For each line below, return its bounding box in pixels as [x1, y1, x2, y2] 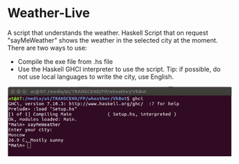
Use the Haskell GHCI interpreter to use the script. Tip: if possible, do [17, 65, 221, 73]
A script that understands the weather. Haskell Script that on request [7, 28, 208, 37]
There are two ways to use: [7, 43, 87, 52]
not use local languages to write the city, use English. [17, 72, 174, 81]
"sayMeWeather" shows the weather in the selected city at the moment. [7, 35, 218, 44]
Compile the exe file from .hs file [17, 57, 114, 65]
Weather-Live [7, 5, 90, 21]
